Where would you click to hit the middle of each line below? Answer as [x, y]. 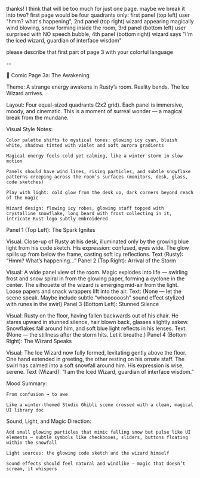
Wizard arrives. [25, 93]
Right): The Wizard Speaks [39, 341]
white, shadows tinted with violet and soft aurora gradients [85, 146]
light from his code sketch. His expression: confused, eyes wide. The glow [98, 248]
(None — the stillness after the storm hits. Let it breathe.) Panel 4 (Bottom [96, 335]
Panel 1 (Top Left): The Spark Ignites [51, 230]
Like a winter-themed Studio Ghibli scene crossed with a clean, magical [100, 405]
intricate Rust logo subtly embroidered [57, 219]
